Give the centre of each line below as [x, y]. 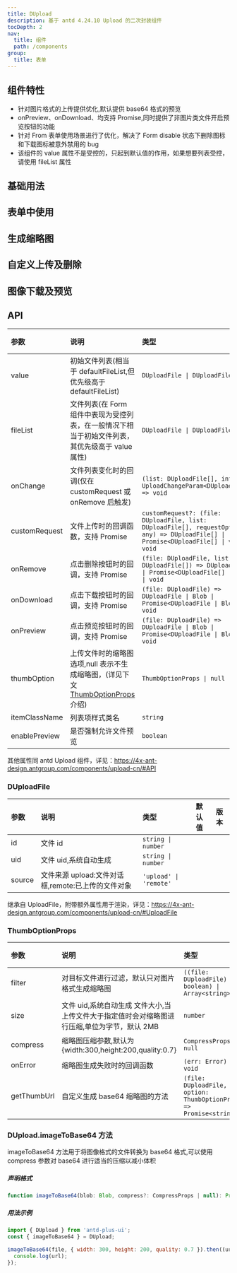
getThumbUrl [33, 1096]
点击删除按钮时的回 [102, 564]
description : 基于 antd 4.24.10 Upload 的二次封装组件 [85, 20]
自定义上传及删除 [44, 265]
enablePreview [35, 736]
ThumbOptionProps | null [184, 679]
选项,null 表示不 [96, 664]
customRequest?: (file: [182, 514]
